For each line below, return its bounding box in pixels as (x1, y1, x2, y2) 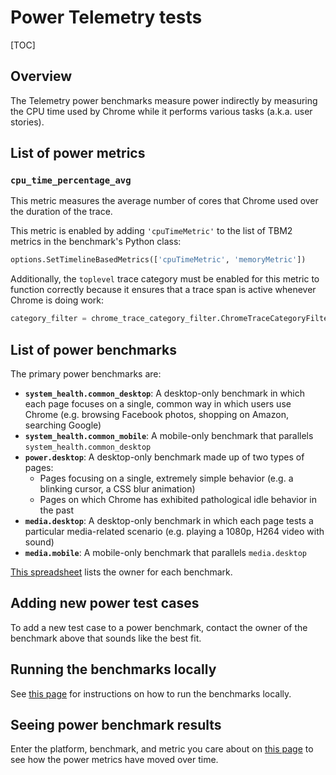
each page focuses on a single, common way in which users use (24, 398, 292, 410)
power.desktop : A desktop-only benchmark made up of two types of (24, 451, 305, 463)
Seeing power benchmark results (10, 717, 222, 734)
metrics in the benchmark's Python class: (10, 236, 182, 248)
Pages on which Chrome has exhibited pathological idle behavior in (39, 494, 317, 505)
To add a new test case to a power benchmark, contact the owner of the (10, 621, 308, 633)
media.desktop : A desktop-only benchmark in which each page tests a (24, 515, 314, 526)
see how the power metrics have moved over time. (10, 754, 219, 766)
